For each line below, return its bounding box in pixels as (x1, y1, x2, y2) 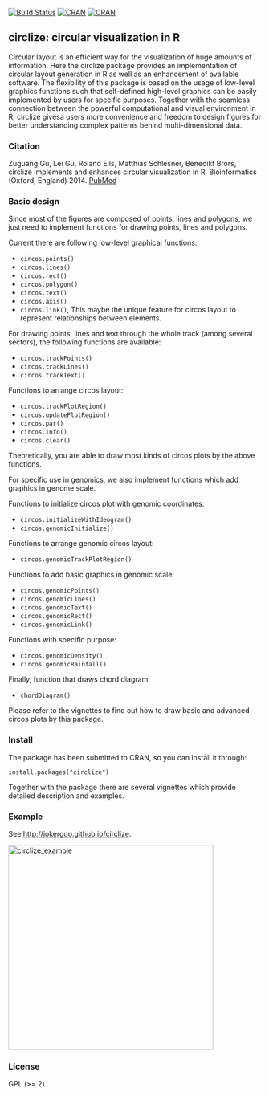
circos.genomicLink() (19, 621, 92, 629)
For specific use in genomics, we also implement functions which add (8, 475, 239, 485)
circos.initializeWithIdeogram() (19, 516, 132, 524)
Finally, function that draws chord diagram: (8, 674, 150, 684)
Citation (8, 141, 40, 152)
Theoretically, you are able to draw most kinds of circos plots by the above (8, 450, 255, 461)
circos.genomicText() (19, 604, 92, 612)
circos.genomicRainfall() (19, 661, 107, 669)
